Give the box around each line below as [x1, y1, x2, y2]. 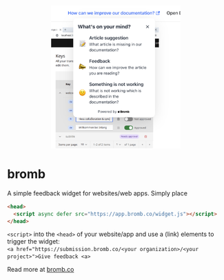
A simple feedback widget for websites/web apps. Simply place [7, 189, 188, 197]
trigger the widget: [7, 237, 60, 246]
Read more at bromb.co [7, 266, 74, 274]
